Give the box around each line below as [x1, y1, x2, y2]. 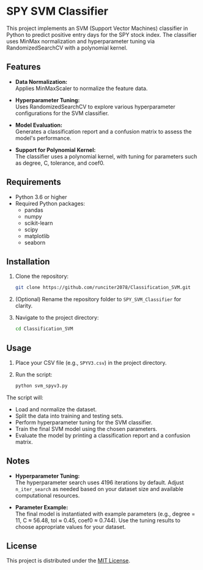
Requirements [6, 177, 61, 187]
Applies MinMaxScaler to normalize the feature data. [15, 84, 148, 92]
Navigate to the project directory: [15, 314, 99, 321]
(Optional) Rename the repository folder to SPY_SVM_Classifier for [15, 296, 182, 303]
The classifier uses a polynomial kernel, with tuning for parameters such [15, 152, 197, 160]
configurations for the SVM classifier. [15, 109, 109, 117]
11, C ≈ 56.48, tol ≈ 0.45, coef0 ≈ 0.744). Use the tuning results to [15, 516, 180, 524]
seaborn [24, 239, 46, 246]
